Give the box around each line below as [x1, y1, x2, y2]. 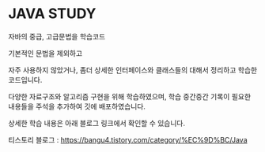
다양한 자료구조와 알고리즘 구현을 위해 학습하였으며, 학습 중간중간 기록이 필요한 [8, 91, 252, 101]
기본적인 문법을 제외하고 [8, 48, 83, 57]
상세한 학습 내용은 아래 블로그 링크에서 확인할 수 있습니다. [8, 118, 186, 128]
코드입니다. [8, 75, 43, 84]
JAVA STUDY [8, 5, 97, 23]
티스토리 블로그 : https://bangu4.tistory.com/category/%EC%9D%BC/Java [8, 135, 248, 144]
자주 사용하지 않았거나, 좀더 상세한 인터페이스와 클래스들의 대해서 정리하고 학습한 [8, 65, 258, 75]
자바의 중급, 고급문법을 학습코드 [8, 32, 106, 41]
